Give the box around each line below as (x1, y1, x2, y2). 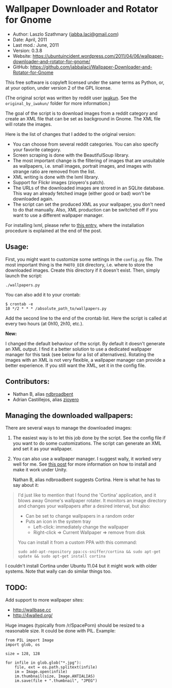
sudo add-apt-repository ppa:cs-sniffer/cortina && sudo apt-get (17, 549, 161, 555)
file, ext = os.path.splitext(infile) (14, 665, 98, 670)
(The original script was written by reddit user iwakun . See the (5, 95, 137, 101)
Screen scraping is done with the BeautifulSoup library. (12, 152, 130, 158)
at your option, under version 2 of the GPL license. (5, 84, 112, 91)
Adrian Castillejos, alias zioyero (12, 396, 79, 402)
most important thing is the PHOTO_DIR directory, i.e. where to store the (5, 261, 153, 268)
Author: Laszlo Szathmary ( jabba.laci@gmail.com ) (12, 31, 119, 37)
